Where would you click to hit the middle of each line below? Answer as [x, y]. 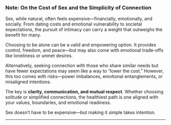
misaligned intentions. [28, 82]
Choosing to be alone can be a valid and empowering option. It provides [81, 45]
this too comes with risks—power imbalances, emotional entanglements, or [84, 77]
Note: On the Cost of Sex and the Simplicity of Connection [78, 8]
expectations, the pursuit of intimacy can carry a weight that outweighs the [84, 30]
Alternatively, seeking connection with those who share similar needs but [82, 66]
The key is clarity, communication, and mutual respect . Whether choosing [84, 92]
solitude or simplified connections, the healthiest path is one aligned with [82, 97]
